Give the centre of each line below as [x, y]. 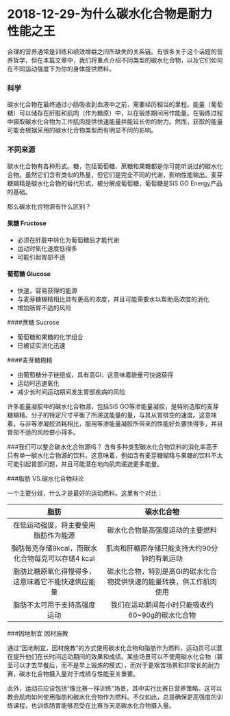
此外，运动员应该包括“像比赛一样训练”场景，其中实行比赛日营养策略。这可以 [115, 688]
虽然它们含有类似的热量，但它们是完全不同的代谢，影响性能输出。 [118, 174]
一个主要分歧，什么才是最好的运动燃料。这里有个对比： [85, 493]
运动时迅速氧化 [38, 383]
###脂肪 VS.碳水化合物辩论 [46, 478]
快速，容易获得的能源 [47, 290]
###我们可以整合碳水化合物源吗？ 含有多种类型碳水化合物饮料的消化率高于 [113, 446]
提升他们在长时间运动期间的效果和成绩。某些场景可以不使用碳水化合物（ [115, 656]
